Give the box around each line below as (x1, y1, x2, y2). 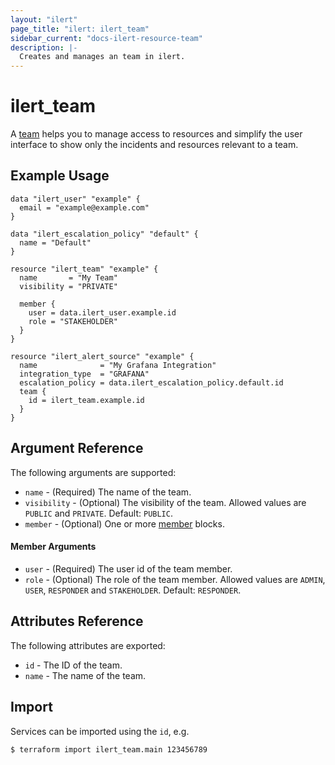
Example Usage (10, 167, 110, 185)
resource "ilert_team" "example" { (10, 264, 159, 274)
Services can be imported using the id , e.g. (10, 725, 190, 737)
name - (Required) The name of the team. (24, 486, 192, 498)
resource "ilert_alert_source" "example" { (10, 351, 195, 361)
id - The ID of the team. (24, 659, 123, 671)
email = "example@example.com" (19, 202, 150, 213)
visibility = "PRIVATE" (19, 281, 118, 291)
